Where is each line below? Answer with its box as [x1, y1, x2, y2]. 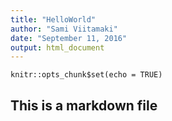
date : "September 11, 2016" [10, 33, 128, 43]
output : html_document [10, 42, 105, 53]
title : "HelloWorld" [10, 14, 97, 25]
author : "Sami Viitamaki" [10, 24, 118, 34]
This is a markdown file [10, 97, 158, 114]
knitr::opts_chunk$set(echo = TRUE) [10, 70, 163, 80]
